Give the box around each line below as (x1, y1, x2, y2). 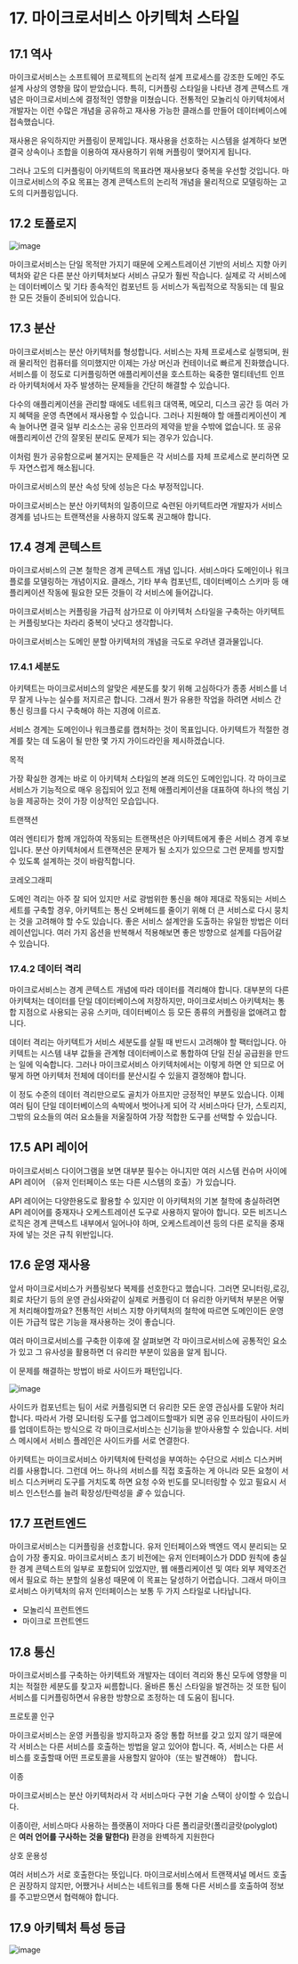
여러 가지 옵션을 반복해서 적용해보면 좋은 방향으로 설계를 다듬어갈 (56, 926, 283, 937)
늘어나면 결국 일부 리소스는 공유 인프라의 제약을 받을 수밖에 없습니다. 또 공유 (18, 421, 282, 431)
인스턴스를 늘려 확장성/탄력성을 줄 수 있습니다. (25, 1487, 186, 1498)
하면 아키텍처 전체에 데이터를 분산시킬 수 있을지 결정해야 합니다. (25, 1071, 246, 1081)
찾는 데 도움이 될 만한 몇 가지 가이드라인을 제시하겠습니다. (25, 735, 225, 745)
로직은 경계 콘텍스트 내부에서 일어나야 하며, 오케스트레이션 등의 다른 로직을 (9, 1218, 269, 1229)
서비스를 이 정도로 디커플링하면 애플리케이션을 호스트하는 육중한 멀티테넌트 (9, 368, 269, 379)
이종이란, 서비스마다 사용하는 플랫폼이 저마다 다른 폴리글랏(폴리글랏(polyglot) (9, 1820, 278, 1831)
